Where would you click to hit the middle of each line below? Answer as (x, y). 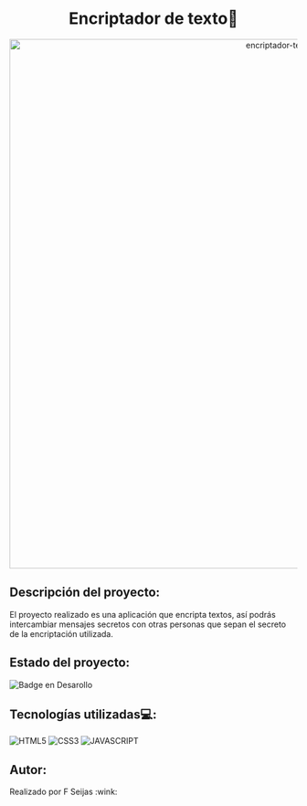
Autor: (28, 770)
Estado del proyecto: (70, 663)
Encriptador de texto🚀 (153, 19)
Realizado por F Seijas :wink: (64, 792)
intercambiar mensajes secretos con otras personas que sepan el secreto (148, 624)
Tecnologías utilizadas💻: (83, 714)
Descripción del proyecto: (85, 593)
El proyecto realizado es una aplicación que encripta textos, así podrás (143, 614)
